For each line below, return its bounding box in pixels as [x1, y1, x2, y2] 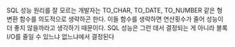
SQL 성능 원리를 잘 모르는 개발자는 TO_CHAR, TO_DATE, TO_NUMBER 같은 [6, 6, 215, 14]
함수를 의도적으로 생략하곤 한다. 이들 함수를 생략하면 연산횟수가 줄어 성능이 [19, 15, 224, 23]
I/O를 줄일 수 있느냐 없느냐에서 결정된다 [6, 32, 115, 41]
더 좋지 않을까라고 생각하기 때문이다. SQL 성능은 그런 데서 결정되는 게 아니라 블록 [6, 24, 228, 32]
